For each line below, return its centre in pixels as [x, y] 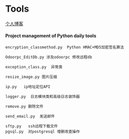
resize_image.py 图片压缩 [31, 77]
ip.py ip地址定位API [28, 87]
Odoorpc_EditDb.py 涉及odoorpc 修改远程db [49, 57]
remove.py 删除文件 [24, 107]
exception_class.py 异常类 [34, 67]
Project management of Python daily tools [51, 36]
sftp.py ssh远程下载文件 [32, 126]
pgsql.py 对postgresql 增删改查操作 [43, 132]
